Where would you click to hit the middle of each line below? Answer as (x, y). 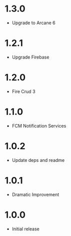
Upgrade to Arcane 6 (33, 23)
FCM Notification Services (39, 126)
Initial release (25, 229)
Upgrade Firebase (30, 57)
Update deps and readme (38, 160)
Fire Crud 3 (23, 91)
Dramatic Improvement (35, 194)
